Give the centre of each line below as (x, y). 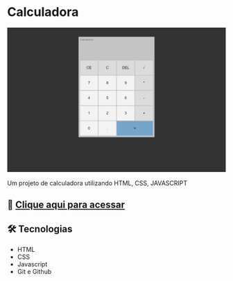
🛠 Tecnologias (40, 229)
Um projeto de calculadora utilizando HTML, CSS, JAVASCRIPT (97, 183)
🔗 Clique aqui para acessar (66, 205)
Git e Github (34, 271)
